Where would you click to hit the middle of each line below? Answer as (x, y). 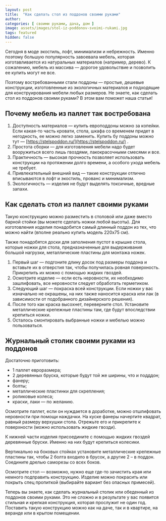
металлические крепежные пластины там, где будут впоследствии (83, 309)
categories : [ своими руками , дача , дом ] (50, 24)
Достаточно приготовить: (32, 361)
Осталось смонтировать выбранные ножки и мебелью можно (79, 320)
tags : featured (21, 33)
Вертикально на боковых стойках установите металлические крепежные (83, 452)
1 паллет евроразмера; (37, 370)
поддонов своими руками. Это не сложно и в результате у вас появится (82, 497)
